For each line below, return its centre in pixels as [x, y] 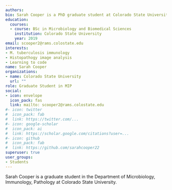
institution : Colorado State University [58, 34]
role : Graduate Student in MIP [39, 86]
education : [17, 19]
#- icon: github [23, 138]
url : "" [18, 81]
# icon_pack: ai [24, 129]
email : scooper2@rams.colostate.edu [44, 43]
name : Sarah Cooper [26, 67]
